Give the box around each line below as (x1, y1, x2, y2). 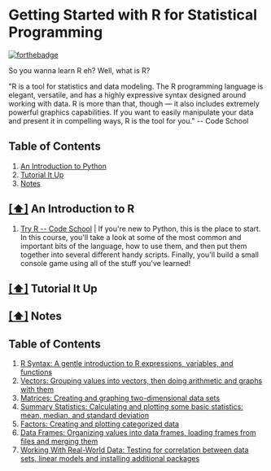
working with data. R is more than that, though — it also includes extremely (8, 98, 260, 108)
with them (20, 385, 55, 395)
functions (20, 368, 53, 377)
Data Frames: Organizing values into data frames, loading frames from (20, 428, 256, 438)
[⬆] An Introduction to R (8, 202, 135, 216)
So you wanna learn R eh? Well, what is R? (8, 65, 151, 75)
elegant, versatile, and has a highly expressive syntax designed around (8, 89, 247, 99)
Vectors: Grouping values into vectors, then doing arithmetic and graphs (20, 376, 263, 386)
